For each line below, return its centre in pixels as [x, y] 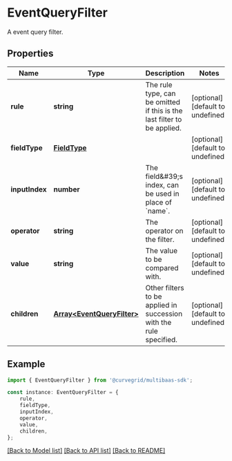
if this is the [164, 111]
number [67, 189]
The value [162, 250]
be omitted [163, 102]
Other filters [165, 288]
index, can [162, 185]
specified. [162, 339]
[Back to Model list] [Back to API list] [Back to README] [86, 451]
